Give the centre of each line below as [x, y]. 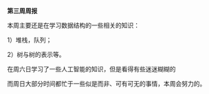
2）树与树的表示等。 [36, 55]
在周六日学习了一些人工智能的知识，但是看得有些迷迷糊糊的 [91, 69]
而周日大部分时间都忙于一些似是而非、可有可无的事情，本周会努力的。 [107, 84]
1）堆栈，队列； [30, 40]
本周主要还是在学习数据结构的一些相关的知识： [73, 25]
